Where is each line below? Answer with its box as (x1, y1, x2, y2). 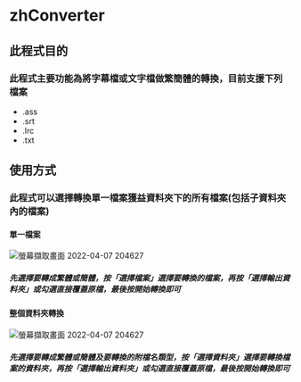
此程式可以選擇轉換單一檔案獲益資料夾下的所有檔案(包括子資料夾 (9, 192, 287, 204)
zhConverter (9, 5, 105, 26)
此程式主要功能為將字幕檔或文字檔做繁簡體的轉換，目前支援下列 (9, 72, 283, 85)
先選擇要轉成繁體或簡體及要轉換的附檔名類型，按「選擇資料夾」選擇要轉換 (9, 352, 282, 362)
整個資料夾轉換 (9, 308, 64, 319)
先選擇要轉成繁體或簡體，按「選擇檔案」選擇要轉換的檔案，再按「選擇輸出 (9, 272, 282, 283)
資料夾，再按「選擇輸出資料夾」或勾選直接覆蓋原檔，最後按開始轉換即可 (24, 362, 290, 373)
